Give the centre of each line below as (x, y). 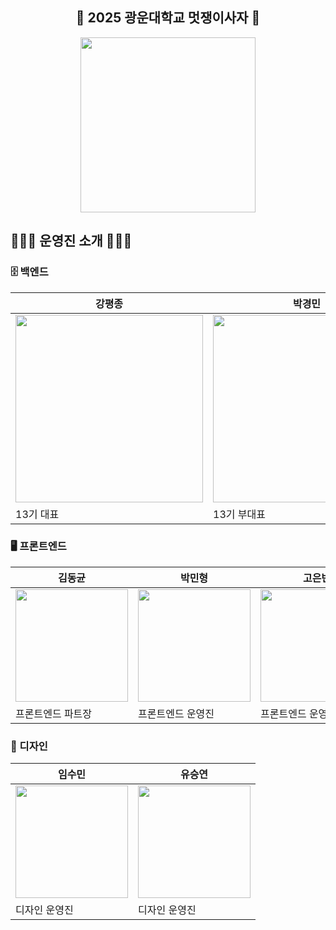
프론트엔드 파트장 (54, 713)
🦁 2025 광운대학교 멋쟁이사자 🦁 (168, 18)
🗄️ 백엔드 (29, 272)
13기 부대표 (239, 514)
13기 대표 (37, 514)
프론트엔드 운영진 (176, 713)
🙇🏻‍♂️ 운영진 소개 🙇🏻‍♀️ (71, 241)
